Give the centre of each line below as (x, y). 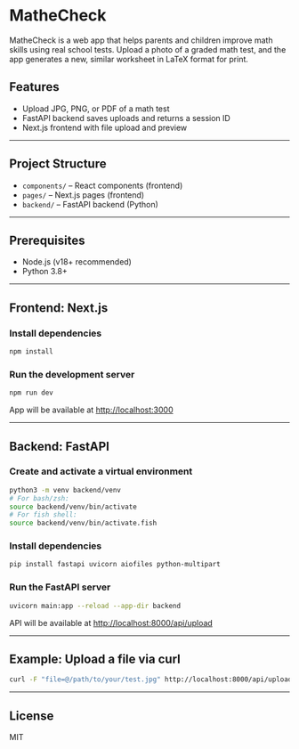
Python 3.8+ (45, 272)
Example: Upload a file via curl (95, 659)
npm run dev (31, 393)
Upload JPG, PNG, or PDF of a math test (96, 109)
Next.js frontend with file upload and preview (105, 127)
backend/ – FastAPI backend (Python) (90, 204)
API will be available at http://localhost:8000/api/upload (111, 623)
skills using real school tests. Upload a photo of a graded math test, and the (148, 49)
